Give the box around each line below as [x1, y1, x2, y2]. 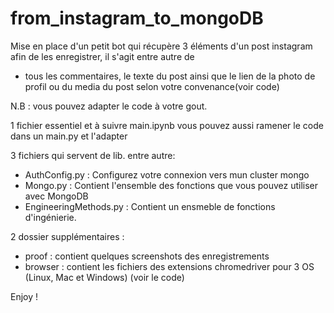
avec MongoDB [24, 190, 89, 202]
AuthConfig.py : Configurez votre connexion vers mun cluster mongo [24, 168, 310, 181]
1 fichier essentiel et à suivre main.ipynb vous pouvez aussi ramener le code [10, 119, 324, 131]
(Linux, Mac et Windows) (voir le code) [24, 271, 185, 283]
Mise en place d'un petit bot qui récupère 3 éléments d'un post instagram [10, 40, 313, 52]
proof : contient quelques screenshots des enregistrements [24, 250, 270, 262]
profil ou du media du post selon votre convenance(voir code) [24, 80, 280, 92]
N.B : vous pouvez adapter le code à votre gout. [10, 100, 208, 112]
